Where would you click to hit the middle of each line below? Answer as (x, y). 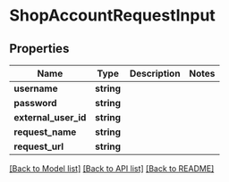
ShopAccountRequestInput (113, 16)
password (35, 103)
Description (155, 74)
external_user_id (50, 117)
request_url (39, 146)
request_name (45, 132)
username (36, 88)
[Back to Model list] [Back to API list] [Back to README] (112, 169)
